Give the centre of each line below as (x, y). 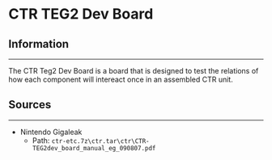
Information (39, 44)
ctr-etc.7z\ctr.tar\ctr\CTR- (100, 141)
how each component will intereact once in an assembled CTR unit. (121, 79)
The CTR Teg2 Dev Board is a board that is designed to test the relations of (134, 71)
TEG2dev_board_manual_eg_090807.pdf (94, 148)
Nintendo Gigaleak (51, 132)
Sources (30, 105)
